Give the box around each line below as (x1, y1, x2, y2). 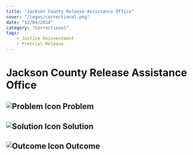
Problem (62, 101, 94, 111)
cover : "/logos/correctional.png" (6, 14, 90, 20)
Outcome (65, 141, 100, 152)
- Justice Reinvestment (16, 36, 75, 41)
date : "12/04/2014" (6, 19, 54, 25)
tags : (6, 30, 19, 36)
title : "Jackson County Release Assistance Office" (6, 8, 134, 15)
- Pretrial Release (16, 41, 64, 47)
